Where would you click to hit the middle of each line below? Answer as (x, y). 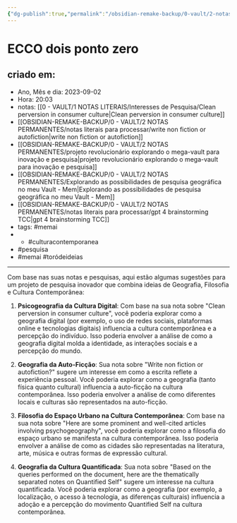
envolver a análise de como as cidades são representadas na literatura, (121, 445)
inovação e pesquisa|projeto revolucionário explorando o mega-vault (118, 159)
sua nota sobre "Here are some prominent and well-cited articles (112, 423)
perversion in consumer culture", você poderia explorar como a (110, 313)
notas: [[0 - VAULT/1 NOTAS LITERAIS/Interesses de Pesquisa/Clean (117, 107)
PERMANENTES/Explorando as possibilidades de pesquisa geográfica (120, 181)
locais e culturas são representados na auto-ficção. (92, 402)
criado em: (31, 75)
